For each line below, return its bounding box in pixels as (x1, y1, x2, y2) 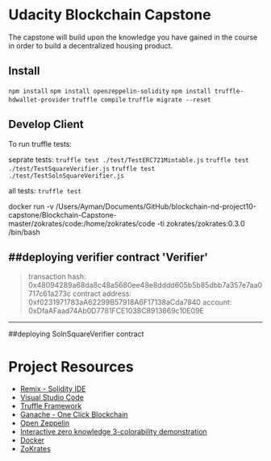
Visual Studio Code (19, 392, 85, 402)
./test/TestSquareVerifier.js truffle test (8, 164, 156, 172)
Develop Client (8, 118, 84, 131)
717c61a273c (27, 289, 71, 299)
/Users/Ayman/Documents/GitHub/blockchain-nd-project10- (55, 201, 256, 211)
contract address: (72, 289, 131, 299)
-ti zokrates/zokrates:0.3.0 (156, 218, 245, 228)
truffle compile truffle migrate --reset (71, 95, 211, 104)
